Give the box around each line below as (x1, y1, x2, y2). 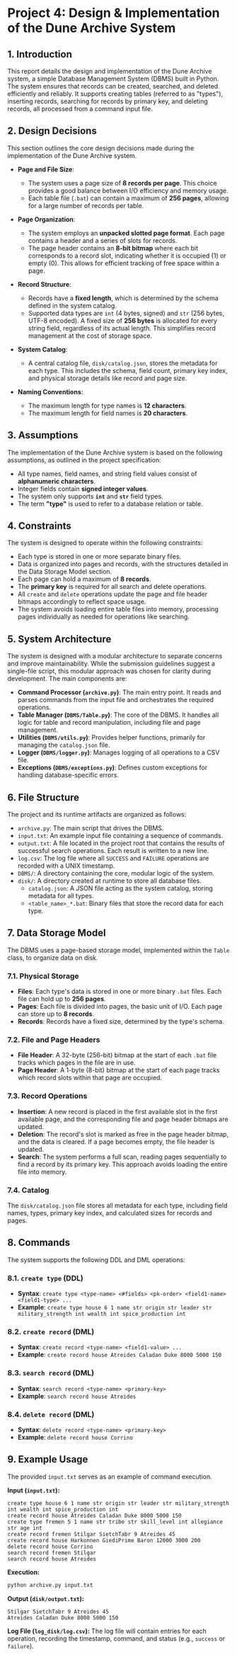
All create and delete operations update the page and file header (17, 590, 208, 599)
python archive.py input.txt (7, 1581, 93, 1588)
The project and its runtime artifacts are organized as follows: (7, 810, 187, 819)
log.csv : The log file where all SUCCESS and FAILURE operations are (17, 854, 209, 863)
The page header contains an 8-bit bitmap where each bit (28, 243, 198, 252)
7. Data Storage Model (7, 927, 106, 939)
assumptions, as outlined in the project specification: (7, 455, 161, 464)
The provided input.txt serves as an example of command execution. (7, 1472, 212, 1481)
